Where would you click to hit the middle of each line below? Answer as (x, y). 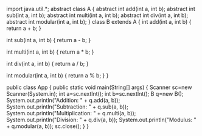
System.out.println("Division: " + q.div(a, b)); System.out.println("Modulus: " (101, 120)
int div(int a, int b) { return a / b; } (47, 64)
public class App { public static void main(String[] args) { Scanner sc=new (99, 87)
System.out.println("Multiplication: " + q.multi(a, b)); (71, 113)
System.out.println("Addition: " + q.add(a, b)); (63, 100)
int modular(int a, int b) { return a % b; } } (57, 75)
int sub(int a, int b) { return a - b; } (49, 40)
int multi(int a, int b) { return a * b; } (50, 52)
